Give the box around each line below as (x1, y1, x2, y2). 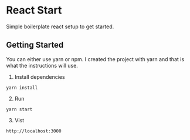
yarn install (6, 85, 38, 91)
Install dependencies (14, 73, 66, 80)
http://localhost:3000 (6, 128, 62, 134)
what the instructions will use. (6, 62, 78, 69)
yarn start (6, 106, 33, 112)
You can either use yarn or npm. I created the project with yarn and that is (6, 55, 185, 62)
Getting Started (6, 40, 64, 50)
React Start (6, 4, 62, 17)
